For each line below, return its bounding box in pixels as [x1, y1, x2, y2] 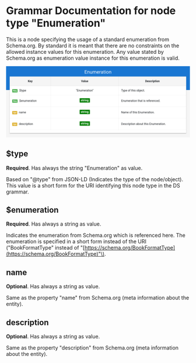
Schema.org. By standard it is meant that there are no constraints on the [6, 42, 180, 49]
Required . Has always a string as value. [6, 220, 101, 227]
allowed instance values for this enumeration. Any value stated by [6, 48, 164, 55]
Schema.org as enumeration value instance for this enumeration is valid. [6, 54, 180, 61]
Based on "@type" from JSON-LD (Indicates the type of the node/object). [6, 175, 184, 182]
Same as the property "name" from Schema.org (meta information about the [6, 294, 190, 302]
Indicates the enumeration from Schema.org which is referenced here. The [6, 232, 185, 239]
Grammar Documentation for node [6, 4, 176, 18]
